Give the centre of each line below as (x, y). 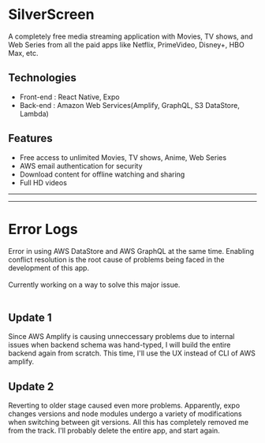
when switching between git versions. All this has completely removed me (129, 423)
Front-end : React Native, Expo (69, 97)
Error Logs (43, 229)
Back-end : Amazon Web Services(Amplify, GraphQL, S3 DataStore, (130, 105)
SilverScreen (51, 15)
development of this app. (49, 268)
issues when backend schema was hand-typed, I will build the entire (119, 345)
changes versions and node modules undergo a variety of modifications (125, 414)
